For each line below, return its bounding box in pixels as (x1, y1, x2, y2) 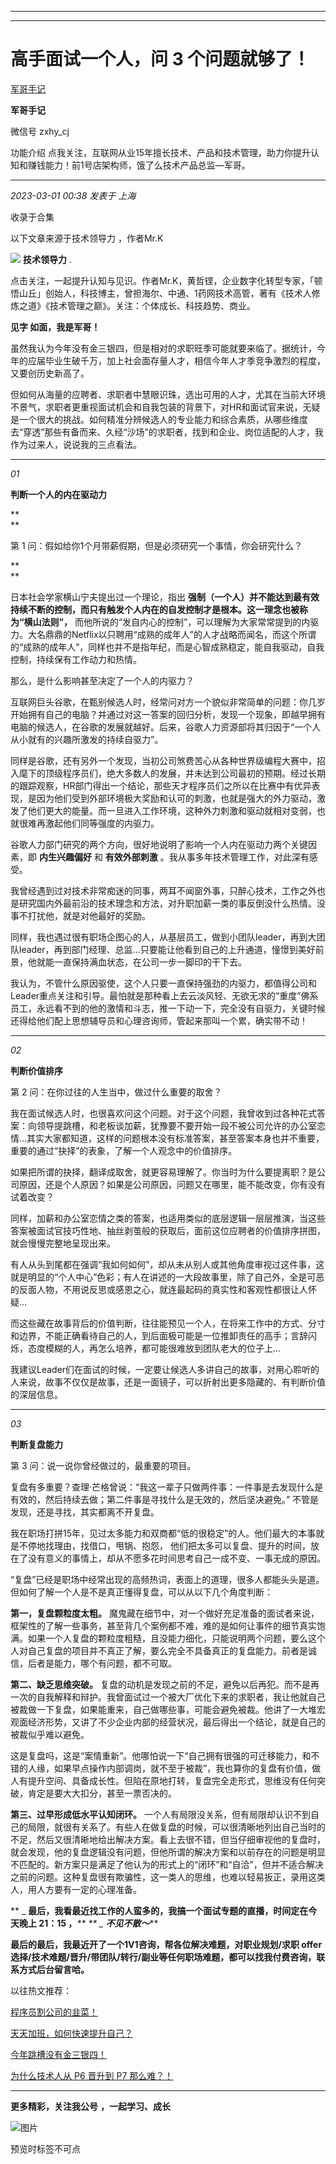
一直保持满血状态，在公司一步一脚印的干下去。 (53, 956, 247, 968)
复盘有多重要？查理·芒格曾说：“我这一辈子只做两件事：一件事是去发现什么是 (10, 1481, 324, 1493)
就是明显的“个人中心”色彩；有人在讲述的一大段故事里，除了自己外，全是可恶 (10, 1271, 325, 1283)
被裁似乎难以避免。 (10, 1728, 90, 1740)
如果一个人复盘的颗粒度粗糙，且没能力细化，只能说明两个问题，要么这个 (27, 1632, 326, 1644)
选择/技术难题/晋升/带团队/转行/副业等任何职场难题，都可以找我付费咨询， (10, 1951, 317, 1963)
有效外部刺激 (104, 851, 158, 863)
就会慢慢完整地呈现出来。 (10, 1237, 116, 1249)
